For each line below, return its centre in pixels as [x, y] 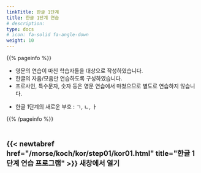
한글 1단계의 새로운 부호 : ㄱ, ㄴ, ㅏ [56, 107]
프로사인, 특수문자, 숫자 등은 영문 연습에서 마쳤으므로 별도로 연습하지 [97, 86]
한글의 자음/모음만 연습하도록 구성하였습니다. [69, 78]
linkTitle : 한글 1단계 [33, 12]
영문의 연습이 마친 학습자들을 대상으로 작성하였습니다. [79, 71]
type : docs [20, 29]
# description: [26, 23]
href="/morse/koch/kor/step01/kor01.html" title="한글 [98, 153]
